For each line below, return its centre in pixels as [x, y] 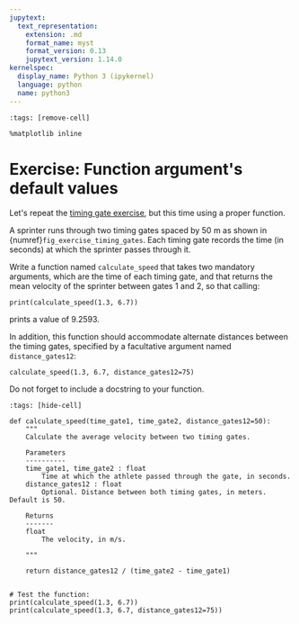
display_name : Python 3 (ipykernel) [86, 77]
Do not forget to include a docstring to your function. [107, 389]
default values [64, 188]
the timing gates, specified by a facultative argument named [120, 347]
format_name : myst [60, 43]
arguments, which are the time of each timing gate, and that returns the [141, 276]
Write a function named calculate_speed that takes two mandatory [132, 267]
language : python [50, 85]
